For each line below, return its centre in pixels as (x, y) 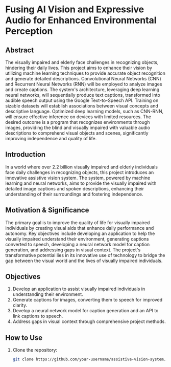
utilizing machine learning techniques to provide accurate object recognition (86, 73)
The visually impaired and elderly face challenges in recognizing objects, (82, 62)
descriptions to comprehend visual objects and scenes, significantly (77, 133)
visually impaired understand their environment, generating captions (77, 239)
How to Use (24, 338)
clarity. (20, 305)
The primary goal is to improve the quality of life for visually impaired (78, 222)
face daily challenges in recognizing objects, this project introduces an (80, 172)
